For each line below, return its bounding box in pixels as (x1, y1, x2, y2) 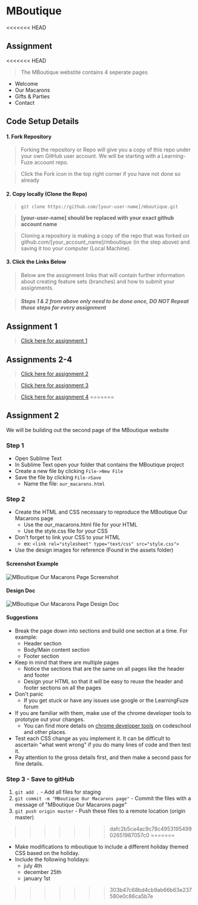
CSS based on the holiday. (14, 850, 80, 857)
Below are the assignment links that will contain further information (20, 271, 186, 278)
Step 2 (6, 495, 26, 503)
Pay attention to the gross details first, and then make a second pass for (14, 754, 191, 761)
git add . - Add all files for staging (14, 788, 101, 796)
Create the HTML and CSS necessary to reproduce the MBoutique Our (14, 508, 188, 516)
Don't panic (14, 690, 43, 698)
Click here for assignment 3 (20, 381, 89, 388)
